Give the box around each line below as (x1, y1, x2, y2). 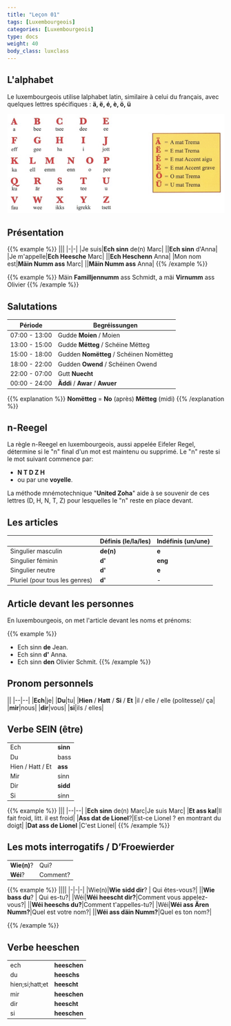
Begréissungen (92, 321, 138, 329)
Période (19, 321, 43, 329)
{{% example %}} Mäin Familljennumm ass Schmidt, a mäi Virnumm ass (7, 273, 215, 282)
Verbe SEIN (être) (7, 723, 84, 735)
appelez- (182, 893, 208, 901)
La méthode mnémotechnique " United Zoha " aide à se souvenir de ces (7, 489, 210, 498)
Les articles (7, 516, 59, 528)
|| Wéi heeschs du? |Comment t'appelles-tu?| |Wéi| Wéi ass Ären (27, 901, 210, 909)
